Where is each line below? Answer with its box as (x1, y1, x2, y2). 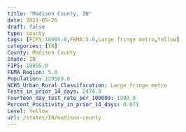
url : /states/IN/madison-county (7, 114, 101, 121)
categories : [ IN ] (7, 43, 58, 50)
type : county (7, 29, 45, 37)
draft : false (7, 23, 45, 30)
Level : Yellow (7, 108, 49, 115)
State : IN (7, 56, 36, 63)
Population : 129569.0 (7, 75, 71, 82)
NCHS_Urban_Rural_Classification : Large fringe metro (7, 82, 168, 89)
